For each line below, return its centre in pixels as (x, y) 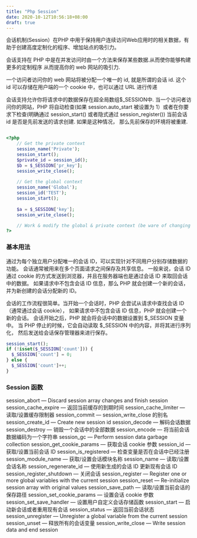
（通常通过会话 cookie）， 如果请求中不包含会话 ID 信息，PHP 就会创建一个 (96, 311)
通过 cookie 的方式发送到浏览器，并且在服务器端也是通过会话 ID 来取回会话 (97, 276)
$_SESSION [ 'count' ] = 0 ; (42, 355)
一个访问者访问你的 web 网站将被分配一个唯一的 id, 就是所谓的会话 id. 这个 (96, 80)
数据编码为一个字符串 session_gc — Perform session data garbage (87, 437)
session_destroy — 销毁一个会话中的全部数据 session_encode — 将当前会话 (98, 430)
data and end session (32, 530)
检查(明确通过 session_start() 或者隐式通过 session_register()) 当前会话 (102, 114)
